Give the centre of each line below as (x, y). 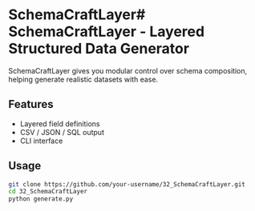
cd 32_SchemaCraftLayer (48, 192)
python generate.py (41, 199)
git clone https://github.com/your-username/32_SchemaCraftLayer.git (127, 184)
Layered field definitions (60, 123)
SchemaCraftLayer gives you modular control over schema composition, (128, 70)
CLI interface (41, 141)
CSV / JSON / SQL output (62, 132)
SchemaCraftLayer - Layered (107, 32)
